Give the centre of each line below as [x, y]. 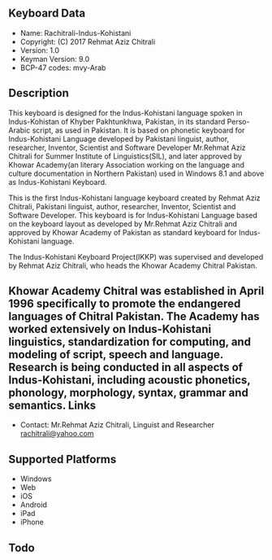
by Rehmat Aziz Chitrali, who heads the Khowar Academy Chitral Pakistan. [133, 265]
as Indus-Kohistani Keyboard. [58, 182]
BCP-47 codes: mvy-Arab [63, 68]
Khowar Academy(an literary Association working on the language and [127, 164]
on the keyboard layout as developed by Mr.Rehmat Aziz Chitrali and [123, 224]
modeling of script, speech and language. [116, 354]
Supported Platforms [63, 459]
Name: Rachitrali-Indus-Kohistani [76, 33]
